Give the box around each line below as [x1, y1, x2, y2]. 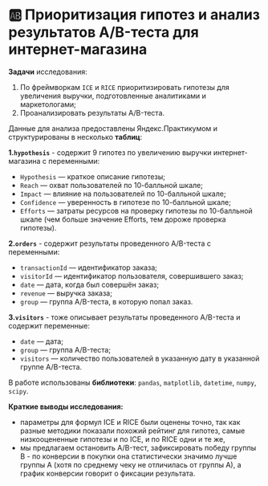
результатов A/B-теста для [8, 23, 199, 42]
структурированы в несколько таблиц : [8, 132, 143, 141]
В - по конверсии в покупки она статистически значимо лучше [19, 451, 238, 461]
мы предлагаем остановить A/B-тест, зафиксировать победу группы [19, 443, 257, 452]
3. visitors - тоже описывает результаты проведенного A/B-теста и [8, 312, 241, 322]
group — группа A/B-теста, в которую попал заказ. [19, 296, 193, 306]
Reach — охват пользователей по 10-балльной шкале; [19, 180, 203, 190]
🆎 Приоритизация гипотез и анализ [8, 6, 261, 24]
